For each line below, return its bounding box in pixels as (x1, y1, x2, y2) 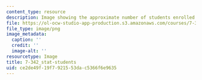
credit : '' (11, 43, 39, 49)
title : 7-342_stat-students (6, 59, 77, 65)
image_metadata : (6, 31, 47, 37)
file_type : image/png (6, 25, 61, 32)
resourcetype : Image (6, 54, 58, 60)
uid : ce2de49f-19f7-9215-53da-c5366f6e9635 (6, 64, 117, 71)
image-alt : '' (11, 48, 47, 54)
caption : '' (11, 37, 42, 43)
